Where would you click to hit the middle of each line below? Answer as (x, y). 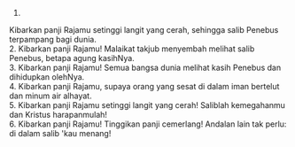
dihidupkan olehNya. (47, 77)
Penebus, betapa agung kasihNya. (72, 58)
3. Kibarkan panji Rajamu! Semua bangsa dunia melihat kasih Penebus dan (145, 67)
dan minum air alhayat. (50, 96)
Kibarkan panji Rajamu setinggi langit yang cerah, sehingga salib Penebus (144, 30)
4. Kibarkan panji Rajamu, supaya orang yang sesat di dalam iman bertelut (144, 86)
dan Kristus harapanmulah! (58, 115)
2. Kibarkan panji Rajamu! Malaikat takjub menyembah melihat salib (132, 49)
